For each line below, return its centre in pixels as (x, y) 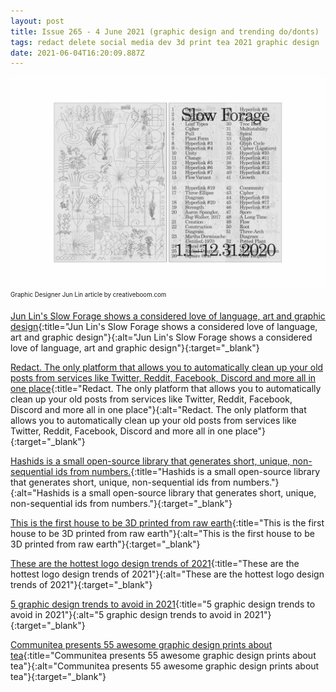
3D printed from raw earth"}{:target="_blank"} (105, 544)
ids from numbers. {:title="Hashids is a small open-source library (187, 471)
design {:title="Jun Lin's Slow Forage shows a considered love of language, (164, 326)
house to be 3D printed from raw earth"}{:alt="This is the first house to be (162, 533)
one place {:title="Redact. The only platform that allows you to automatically (166, 388)
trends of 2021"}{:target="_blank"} (81, 584)
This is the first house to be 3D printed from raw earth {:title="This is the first (167, 522)
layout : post (37, 21)
